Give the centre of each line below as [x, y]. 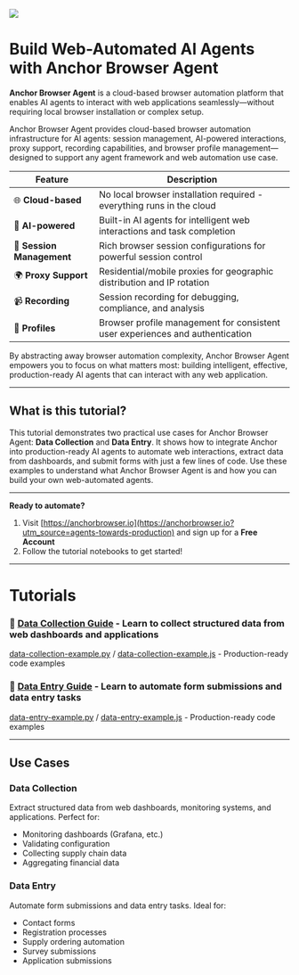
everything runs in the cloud [158, 205]
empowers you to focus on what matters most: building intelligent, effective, [148, 365]
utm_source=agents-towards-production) [98, 532]
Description [192, 179]
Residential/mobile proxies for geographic [186, 271]
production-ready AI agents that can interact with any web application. [139, 374]
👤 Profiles [35, 328]
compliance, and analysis [152, 307]
